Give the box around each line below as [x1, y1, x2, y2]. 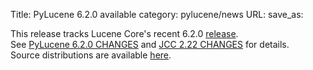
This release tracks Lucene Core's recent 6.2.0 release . [10, 28, 239, 39]
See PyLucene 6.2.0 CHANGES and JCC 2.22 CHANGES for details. [10, 39, 290, 50]
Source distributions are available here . [10, 49, 172, 61]
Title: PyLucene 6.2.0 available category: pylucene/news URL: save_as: [10, 9, 304, 20]
